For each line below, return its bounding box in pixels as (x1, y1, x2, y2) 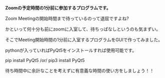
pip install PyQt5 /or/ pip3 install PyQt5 (5, 57, 85, 63)
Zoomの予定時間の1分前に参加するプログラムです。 (5, 5, 111, 10)
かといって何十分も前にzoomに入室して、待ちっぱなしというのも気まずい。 (5, 26, 161, 32)
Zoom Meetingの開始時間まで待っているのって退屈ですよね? (5, 15, 129, 21)
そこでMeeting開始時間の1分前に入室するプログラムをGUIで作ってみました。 (5, 37, 162, 42)
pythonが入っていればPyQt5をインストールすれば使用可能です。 (5, 47, 136, 53)
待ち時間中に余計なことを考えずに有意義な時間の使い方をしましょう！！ (5, 67, 154, 73)
